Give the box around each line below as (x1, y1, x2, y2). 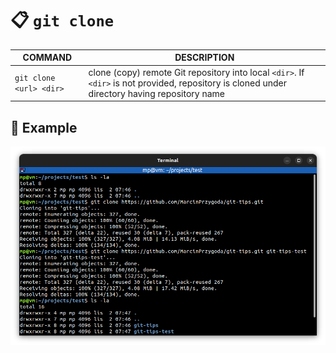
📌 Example (10, 119, 78, 136)
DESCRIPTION (174, 52, 235, 64)
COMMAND (22, 52, 73, 64)
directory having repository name (88, 87, 225, 99)
